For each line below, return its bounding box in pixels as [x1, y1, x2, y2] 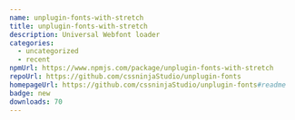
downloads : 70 [9, 97, 64, 106]
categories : [9, 38, 54, 48]
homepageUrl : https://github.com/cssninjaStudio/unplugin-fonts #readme [9, 80, 286, 89]
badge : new [9, 88, 51, 97]
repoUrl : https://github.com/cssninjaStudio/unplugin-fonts [9, 72, 242, 81]
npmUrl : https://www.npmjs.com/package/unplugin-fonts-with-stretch [9, 64, 274, 73]
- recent [17, 55, 51, 64]
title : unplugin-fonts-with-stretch [9, 22, 148, 31]
